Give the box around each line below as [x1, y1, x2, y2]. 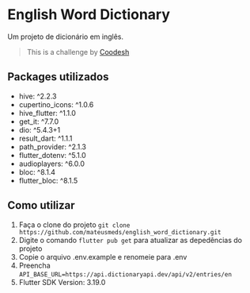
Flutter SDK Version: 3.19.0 [18, 277, 106, 287]
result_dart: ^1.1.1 [18, 133, 73, 143]
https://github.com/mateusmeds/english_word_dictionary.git [18, 228, 222, 236]
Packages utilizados [7, 70, 109, 84]
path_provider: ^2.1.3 [18, 141, 87, 152]
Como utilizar [7, 199, 76, 212]
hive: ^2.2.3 [18, 91, 57, 101]
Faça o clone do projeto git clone [18, 220, 131, 229]
